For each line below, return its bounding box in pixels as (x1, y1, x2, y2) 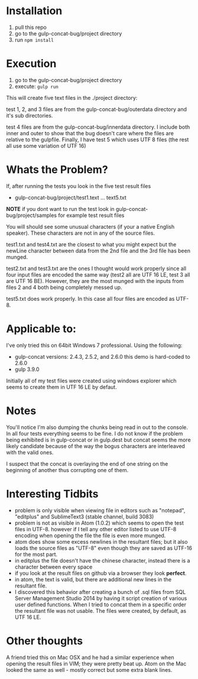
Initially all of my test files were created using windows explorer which (6, 377, 177, 384)
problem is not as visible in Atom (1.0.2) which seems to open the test (14, 519, 184, 527)
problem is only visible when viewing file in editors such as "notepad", (14, 506, 186, 514)
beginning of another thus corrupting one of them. (6, 466, 129, 473)
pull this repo (14, 24, 47, 31)
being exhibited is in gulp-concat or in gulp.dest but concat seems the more (6, 436, 191, 443)
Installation (6, 4, 63, 18)
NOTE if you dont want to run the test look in (6, 205, 115, 212)
